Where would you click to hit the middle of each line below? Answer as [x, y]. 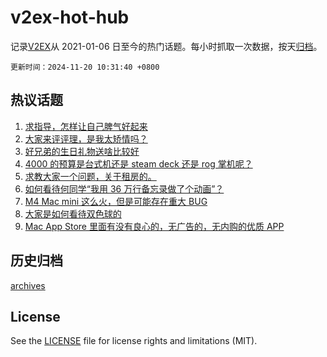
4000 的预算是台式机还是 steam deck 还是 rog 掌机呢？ [138, 163]
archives [28, 285]
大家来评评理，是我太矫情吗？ [86, 138]
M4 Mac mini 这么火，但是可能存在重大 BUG [116, 201]
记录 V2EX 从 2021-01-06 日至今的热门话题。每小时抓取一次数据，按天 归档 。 [166, 46]
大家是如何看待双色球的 [73, 213]
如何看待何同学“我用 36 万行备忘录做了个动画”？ [124, 188]
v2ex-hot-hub [70, 17]
